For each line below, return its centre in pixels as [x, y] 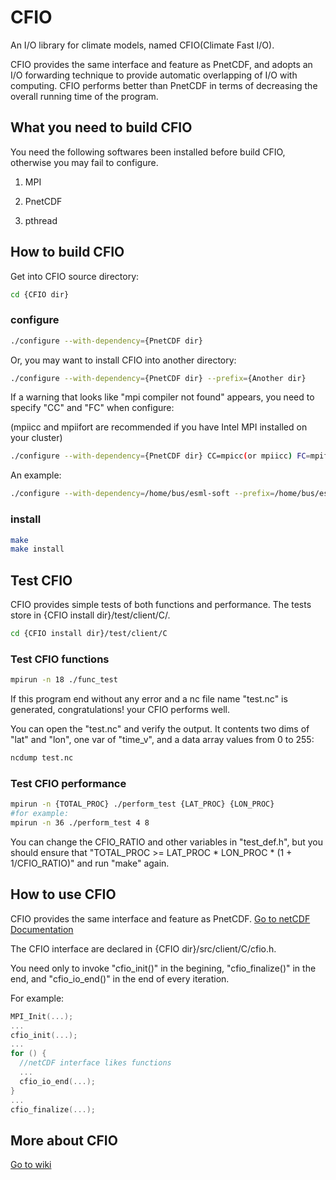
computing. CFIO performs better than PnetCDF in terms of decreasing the [164, 85]
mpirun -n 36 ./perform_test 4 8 [80, 823]
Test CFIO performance [68, 783]
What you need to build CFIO [101, 127]
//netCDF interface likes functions [95, 1063]
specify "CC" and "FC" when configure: [92, 408]
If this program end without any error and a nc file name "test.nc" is [149, 699]
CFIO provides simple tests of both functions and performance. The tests [161, 605]
